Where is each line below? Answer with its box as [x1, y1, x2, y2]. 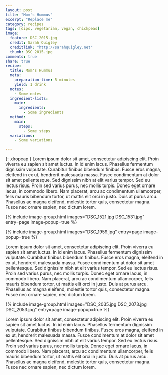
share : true [5, 59, 30, 64]
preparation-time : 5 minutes [14, 77, 75, 82]
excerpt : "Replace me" [5, 17, 53, 22]
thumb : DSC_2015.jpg [10, 49, 53, 54]
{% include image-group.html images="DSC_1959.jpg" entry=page [5, 229, 143, 235]
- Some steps [23, 128, 51, 133]
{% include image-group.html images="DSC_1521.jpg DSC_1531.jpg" [5, 214, 145, 220]
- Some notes [14, 91, 42, 96]
